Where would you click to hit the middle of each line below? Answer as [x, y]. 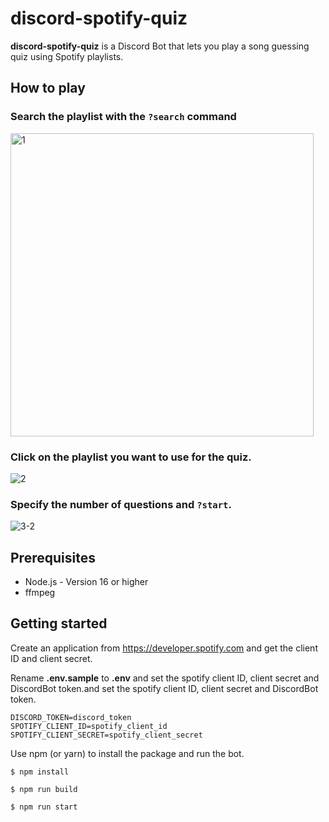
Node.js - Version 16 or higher [86, 582]
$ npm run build [44, 789]
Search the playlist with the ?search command [123, 117]
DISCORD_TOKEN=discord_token [71, 717]
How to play [48, 88]
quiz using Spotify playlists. [67, 56]
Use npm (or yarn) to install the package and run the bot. [127, 753]
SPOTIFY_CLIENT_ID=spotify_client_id [89, 726]
